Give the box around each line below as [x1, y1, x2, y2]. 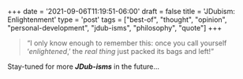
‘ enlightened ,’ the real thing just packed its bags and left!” [26, 47, 215, 56]
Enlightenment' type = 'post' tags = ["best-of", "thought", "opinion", [7, 15, 227, 24]
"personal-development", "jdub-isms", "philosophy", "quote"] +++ [7, 23, 222, 32]
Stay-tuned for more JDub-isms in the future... [7, 62, 159, 71]
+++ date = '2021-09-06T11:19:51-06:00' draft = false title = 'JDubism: [7, 7, 236, 16]
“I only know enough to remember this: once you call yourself [26, 38, 227, 48]
